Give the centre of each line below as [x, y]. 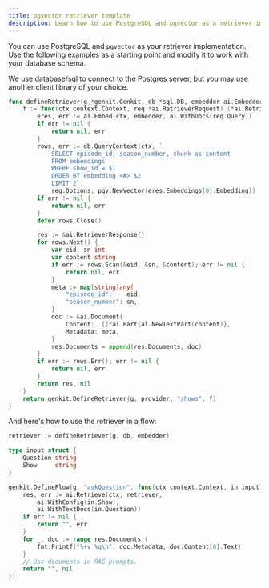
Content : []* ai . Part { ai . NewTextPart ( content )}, [148, 324]
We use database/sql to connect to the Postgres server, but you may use [128, 78]
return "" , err [62, 525]
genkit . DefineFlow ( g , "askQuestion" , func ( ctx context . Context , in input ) [136, 487]
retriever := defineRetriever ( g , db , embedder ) [89, 436]
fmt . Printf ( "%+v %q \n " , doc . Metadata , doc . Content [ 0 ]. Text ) [139, 546]
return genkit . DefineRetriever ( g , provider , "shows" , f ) [120, 398]
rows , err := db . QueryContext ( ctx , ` [100, 146]
